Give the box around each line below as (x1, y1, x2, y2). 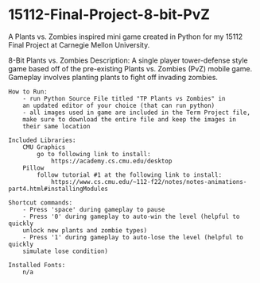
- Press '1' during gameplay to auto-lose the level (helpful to (22, 233, 244, 241)
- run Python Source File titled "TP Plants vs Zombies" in (22, 94, 226, 102)
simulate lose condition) (22, 247, 109, 255)
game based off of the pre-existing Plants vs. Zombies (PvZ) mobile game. (8, 63, 253, 73)
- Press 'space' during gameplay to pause (22, 205, 165, 213)
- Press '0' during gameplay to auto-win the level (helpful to (22, 212, 240, 220)
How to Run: (8, 87, 48, 96)
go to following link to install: (37, 150, 151, 158)
